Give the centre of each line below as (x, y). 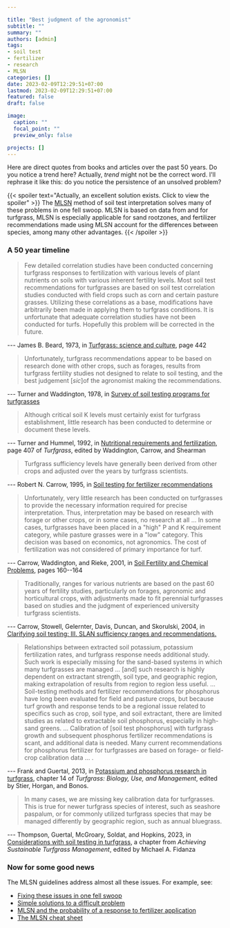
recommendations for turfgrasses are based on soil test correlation (119, 287)
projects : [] (26, 148)
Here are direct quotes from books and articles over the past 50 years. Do (112, 168)
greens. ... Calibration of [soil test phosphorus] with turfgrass (127, 728)
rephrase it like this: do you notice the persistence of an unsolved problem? (114, 182)
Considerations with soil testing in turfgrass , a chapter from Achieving (107, 841)
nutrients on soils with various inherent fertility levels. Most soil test (120, 280)
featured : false (30, 97)
